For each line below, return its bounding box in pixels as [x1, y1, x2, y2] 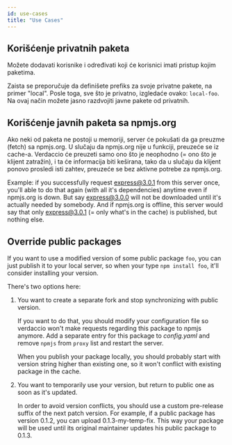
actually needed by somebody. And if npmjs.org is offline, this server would [7, 201, 224, 209]
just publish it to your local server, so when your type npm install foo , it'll [7, 261, 219, 270]
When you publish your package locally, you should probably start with [17, 352, 221, 361]
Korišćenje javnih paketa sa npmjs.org [7, 116, 177, 129]
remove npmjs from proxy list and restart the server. [17, 338, 164, 347]
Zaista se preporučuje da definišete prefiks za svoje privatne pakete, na [7, 81, 213, 91]
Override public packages [7, 235, 122, 247]
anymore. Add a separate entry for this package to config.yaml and [17, 331, 210, 340]
